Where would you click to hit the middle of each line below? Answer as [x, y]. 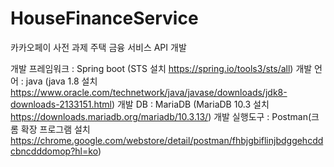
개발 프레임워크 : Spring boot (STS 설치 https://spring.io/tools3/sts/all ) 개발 [161, 68]
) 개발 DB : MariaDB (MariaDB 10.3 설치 [190, 104]
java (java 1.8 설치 [61, 81]
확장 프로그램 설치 [55, 129]
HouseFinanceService [104, 18]
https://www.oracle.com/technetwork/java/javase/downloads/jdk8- [149, 92]
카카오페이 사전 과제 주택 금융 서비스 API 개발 [98, 47]
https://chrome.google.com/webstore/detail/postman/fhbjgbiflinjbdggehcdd [167, 140]
